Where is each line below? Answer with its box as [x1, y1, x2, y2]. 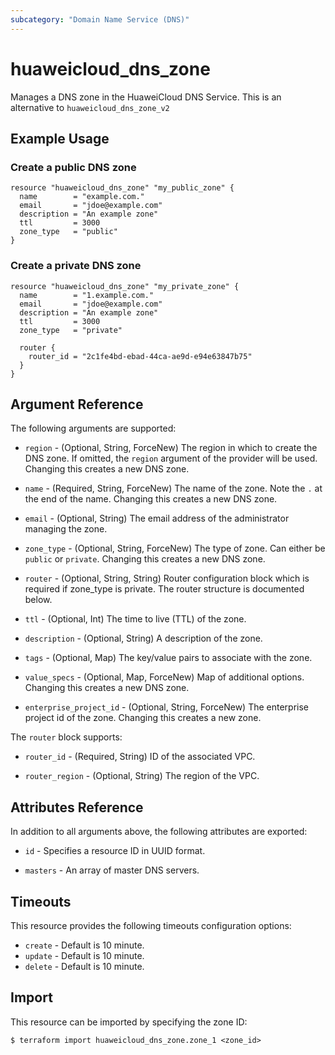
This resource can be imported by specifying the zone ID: [10, 1016, 248, 1028]
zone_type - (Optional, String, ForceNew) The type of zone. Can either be [24, 542, 326, 555]
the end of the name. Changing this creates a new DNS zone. [24, 493, 278, 505]
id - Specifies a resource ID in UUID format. [24, 845, 206, 857]
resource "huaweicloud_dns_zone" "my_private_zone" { [10, 281, 240, 291]
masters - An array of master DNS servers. [24, 864, 200, 876]
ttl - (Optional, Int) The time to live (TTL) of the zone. [24, 613, 247, 625]
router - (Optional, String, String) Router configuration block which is [24, 572, 310, 585]
